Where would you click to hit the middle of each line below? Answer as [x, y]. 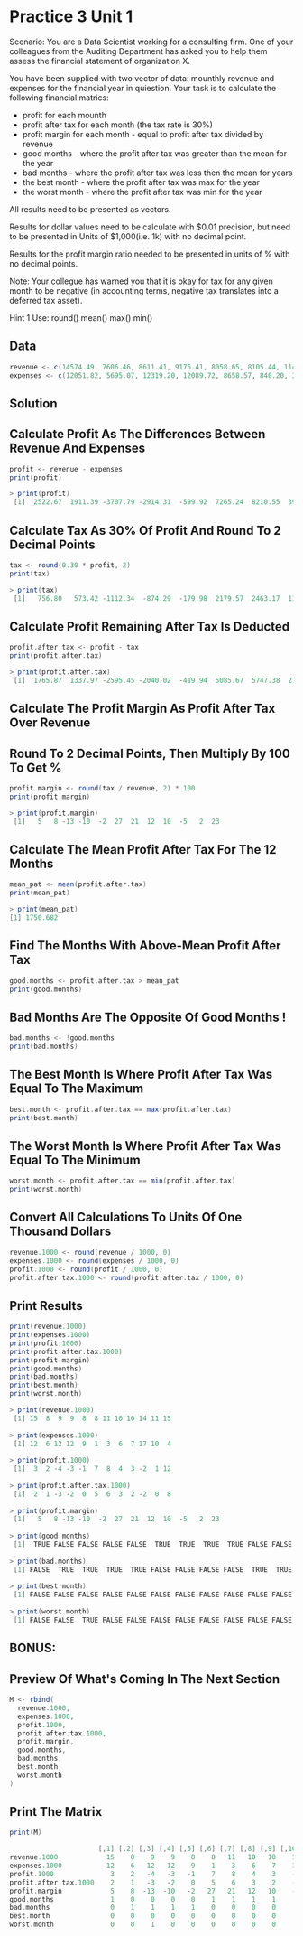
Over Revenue [50, 723]
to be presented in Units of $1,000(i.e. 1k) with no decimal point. [128, 236]
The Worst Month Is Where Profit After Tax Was [146, 1146]
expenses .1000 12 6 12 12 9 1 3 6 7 [143, 1866]
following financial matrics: [60, 98]
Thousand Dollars [60, 1232]
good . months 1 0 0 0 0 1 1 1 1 [143, 1899]
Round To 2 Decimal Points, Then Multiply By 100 [150, 753]
